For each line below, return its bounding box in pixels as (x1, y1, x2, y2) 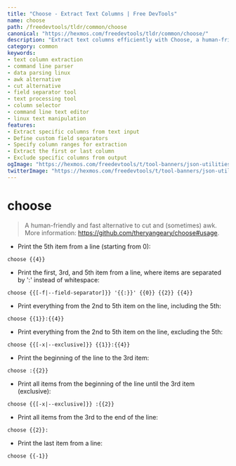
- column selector (7, 102, 61, 109)
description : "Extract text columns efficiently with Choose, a (7, 37, 199, 44)
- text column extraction (7, 56, 83, 63)
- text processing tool (7, 96, 77, 103)
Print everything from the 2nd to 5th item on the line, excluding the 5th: (17, 327, 223, 336)
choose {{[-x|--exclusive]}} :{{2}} (7, 401, 114, 408)
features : (7, 121, 37, 129)
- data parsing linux (7, 69, 71, 76)
